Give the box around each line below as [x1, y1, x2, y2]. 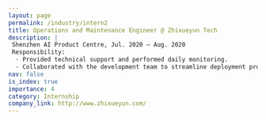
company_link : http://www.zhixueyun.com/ [8, 99, 147, 107]
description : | [8, 33, 59, 42]
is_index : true [8, 77, 59, 85]
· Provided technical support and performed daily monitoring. [15, 56, 228, 64]
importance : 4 [8, 84, 55, 93]
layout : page [8, 11, 51, 20]
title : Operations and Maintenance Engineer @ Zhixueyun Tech [8, 26, 218, 34]
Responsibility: [11, 48, 66, 56]
